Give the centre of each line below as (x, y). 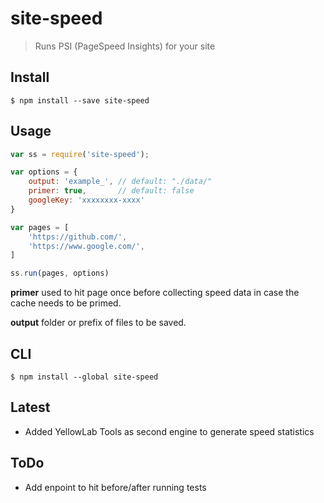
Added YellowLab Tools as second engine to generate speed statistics (169, 431)
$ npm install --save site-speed (80, 100)
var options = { (44, 172)
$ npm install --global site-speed (84, 377)
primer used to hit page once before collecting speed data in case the (155, 293)
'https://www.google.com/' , (86, 246)
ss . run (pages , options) (60, 273)
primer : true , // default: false (111, 191)
